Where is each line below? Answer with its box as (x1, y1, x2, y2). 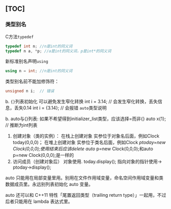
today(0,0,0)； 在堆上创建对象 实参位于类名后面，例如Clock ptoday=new (12, 140, 166, 146)
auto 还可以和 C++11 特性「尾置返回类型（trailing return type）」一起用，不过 (5, 192, 166, 198)
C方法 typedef (5, 33, 34, 39)
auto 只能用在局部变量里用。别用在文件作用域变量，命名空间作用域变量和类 (5, 175, 163, 181)
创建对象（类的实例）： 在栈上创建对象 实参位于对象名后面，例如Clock (12, 133, 160, 139)
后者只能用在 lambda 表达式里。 (5, 198, 73, 204)
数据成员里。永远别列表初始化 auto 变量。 (5, 181, 93, 188)
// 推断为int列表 (5, 122, 38, 128)
